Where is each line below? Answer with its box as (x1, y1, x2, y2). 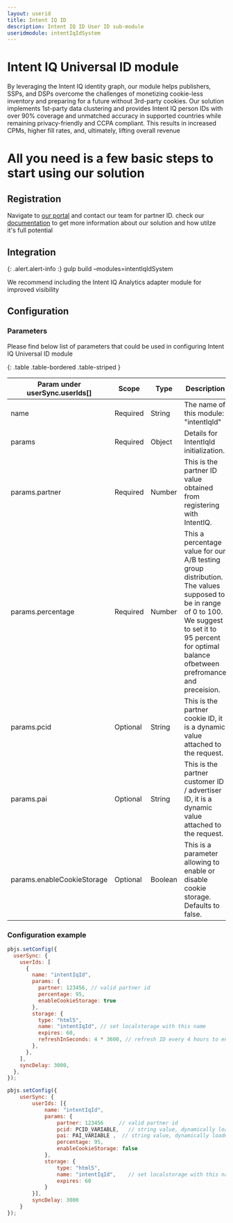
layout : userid (7, 10, 51, 17)
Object (150, 437, 173, 446)
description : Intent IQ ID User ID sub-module (7, 23, 144, 30)
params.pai (10, 794, 47, 804)
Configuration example (7, 930, 87, 939)
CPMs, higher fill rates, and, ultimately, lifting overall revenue (7, 126, 180, 135)
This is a (184, 840, 212, 849)
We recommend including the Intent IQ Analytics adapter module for (7, 278, 202, 286)
